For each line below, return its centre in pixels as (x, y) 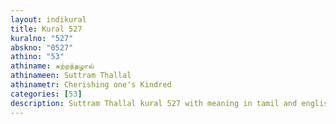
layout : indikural (48, 19)
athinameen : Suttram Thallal (71, 76)
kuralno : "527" (42, 38)
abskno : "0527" (42, 47)
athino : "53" (37, 57)
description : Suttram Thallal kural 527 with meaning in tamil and (154, 103)
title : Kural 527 (46, 29)
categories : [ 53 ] (46, 94)
